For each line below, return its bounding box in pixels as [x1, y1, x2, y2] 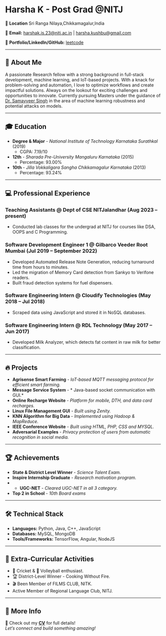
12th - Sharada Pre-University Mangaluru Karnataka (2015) [12, 154, 134, 159]
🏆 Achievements [5, 454, 60, 462]
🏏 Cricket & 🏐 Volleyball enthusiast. [12, 568, 84, 574]
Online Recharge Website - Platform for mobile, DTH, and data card [12, 397, 152, 403]
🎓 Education [5, 122, 47, 131]
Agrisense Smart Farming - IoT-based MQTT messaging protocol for [12, 376, 154, 382]
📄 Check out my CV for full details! [5, 620, 76, 626]
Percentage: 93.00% [19, 159, 62, 165]
